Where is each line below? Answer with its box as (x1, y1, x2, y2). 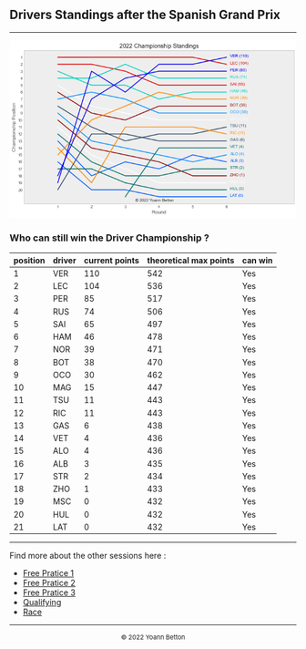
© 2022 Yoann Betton (120, 633, 186, 642)
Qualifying (22, 597, 62, 608)
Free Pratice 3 (22, 587, 76, 598)
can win (241, 254, 273, 265)
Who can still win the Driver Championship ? (9, 232, 209, 244)
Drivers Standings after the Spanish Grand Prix (9, 7, 280, 23)
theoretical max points (147, 254, 235, 265)
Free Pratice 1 (22, 568, 75, 579)
